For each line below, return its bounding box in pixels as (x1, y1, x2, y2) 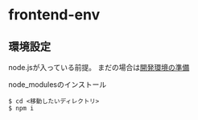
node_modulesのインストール (8, 80, 107, 89)
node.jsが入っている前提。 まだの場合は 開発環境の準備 (8, 63, 190, 72)
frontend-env (8, 6, 101, 24)
